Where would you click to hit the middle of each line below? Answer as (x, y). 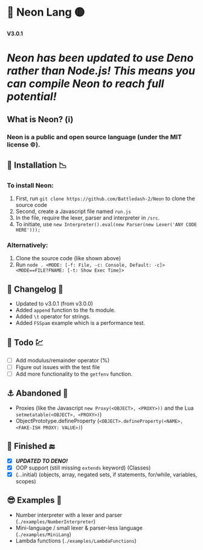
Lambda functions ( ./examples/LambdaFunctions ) (76, 540)
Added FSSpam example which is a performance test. (80, 323)
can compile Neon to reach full (85, 83)
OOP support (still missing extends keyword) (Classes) (83, 468)
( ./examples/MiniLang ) (43, 534)
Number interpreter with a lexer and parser (69, 515)
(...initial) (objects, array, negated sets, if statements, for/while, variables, (106, 474)
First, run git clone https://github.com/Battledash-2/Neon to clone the (105, 198)
